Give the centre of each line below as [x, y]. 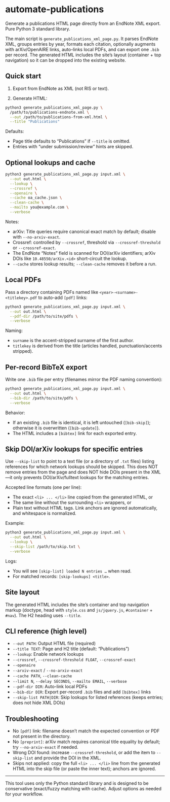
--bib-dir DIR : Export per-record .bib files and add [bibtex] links [81, 692]
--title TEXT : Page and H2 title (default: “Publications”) [71, 649]
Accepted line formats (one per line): [44, 487]
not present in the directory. [41, 737]
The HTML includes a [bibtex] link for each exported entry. [75, 433]
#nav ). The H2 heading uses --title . [44, 615]
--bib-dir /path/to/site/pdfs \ [44, 398]
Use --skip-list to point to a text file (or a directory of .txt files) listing [80, 461]
